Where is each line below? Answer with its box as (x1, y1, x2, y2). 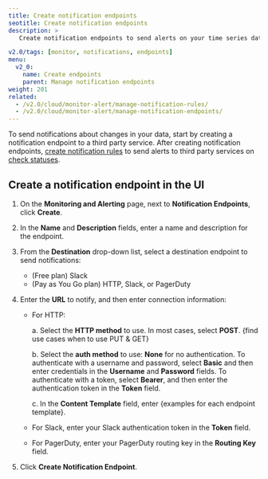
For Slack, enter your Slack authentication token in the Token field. (31, 422, 251, 432)
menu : (8, 56, 26, 64)
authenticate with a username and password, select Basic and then (31, 358, 254, 367)
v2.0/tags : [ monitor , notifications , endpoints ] (8, 49, 173, 57)
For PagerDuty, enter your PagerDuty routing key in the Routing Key (31, 438, 257, 447)
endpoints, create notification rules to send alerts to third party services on (8, 147, 254, 156)
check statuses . (8, 155, 61, 164)
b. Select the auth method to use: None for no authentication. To (31, 349, 246, 359)
